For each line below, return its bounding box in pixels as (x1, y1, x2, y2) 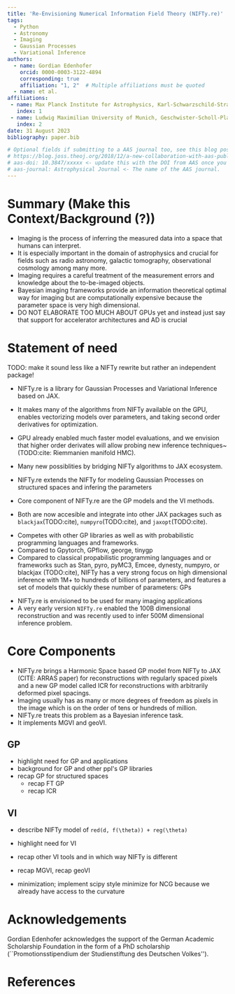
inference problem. (17, 619, 73, 627)
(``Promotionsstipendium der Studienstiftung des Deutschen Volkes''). (7, 950, 209, 958)
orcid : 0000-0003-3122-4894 (20, 69, 101, 75)
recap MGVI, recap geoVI (17, 866, 91, 874)
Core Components (7, 643, 116, 659)
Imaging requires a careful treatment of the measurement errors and (17, 271, 215, 280)
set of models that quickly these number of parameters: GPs (17, 583, 192, 591)
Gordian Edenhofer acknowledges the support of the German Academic (7, 935, 215, 944)
